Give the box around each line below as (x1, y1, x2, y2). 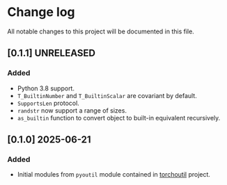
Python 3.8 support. (17, 84, 75, 92)
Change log (7, 4, 75, 20)
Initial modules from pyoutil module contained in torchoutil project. (17, 170, 211, 179)
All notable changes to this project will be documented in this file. (7, 27, 195, 35)
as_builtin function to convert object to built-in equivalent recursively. (17, 113, 221, 122)
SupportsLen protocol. (17, 99, 80, 107)
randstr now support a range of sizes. (17, 106, 127, 115)
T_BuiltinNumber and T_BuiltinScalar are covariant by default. (17, 91, 197, 99)
